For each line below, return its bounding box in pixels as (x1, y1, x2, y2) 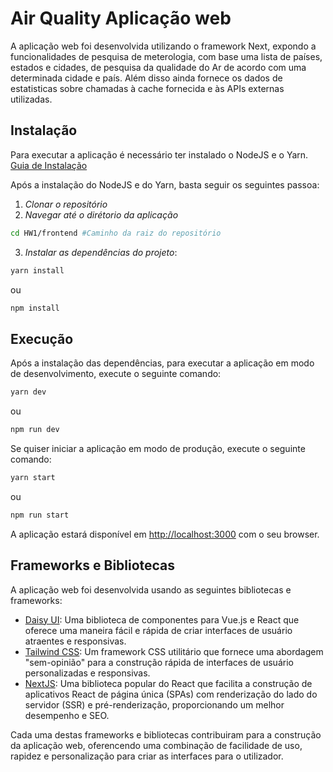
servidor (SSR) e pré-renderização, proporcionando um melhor (24, 698, 285, 711)
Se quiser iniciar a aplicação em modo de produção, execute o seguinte (10, 442, 306, 454)
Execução (10, 330, 74, 347)
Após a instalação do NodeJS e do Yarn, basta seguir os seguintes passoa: (10, 178, 320, 191)
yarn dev (10, 387, 47, 397)
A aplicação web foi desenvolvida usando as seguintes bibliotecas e (10, 583, 292, 596)
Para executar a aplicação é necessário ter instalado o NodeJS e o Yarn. (10, 148, 309, 161)
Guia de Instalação (10, 159, 88, 171)
